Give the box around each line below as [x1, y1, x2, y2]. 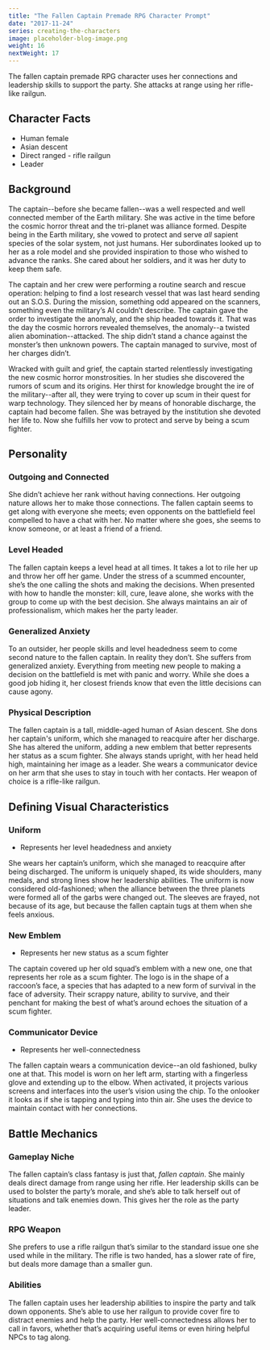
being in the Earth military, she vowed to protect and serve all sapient [8, 229, 239, 239]
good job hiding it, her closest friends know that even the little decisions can [8, 678, 262, 688]
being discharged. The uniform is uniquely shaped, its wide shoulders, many [8, 867, 262, 876]
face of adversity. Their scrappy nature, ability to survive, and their [8, 989, 230, 999]
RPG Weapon [8, 1224, 61, 1235]
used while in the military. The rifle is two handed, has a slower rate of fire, [8, 1251, 256, 1260]
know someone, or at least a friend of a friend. [8, 524, 163, 533]
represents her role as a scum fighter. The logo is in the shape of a [8, 972, 230, 982]
